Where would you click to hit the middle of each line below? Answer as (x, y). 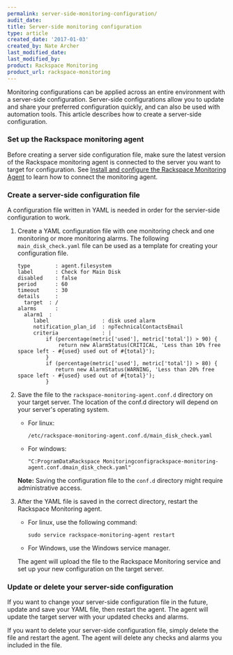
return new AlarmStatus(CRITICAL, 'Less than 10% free (140, 346)
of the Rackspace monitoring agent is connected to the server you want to (114, 162)
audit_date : (24, 20)
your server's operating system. (63, 410)
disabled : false (47, 278)
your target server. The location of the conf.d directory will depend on (118, 402)
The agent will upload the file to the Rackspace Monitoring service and (119, 562)
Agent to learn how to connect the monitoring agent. (83, 177)
